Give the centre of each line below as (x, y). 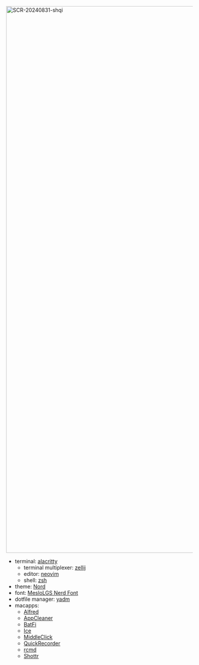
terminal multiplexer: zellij (54, 568)
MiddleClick (38, 637)
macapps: (27, 605)
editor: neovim (41, 574)
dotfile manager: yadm (42, 599)
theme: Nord (30, 587)
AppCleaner (38, 618)
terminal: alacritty (36, 561)
